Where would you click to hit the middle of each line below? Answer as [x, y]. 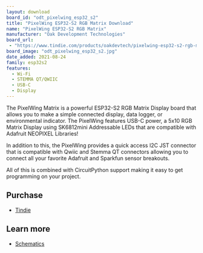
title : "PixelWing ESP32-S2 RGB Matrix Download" [70, 23]
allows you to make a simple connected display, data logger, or [85, 114]
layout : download [28, 12]
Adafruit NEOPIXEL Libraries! [42, 133]
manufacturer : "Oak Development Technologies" [66, 34]
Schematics [30, 243]
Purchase [25, 195]
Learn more [28, 229]
